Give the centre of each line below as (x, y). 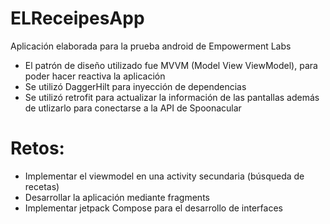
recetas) (42, 186)
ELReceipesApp (77, 18)
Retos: (37, 148)
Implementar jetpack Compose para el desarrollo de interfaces (153, 208)
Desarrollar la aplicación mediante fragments (117, 197)
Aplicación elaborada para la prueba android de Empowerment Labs (151, 46)
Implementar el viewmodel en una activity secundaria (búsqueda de (164, 176)
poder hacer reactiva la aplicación (95, 76)
